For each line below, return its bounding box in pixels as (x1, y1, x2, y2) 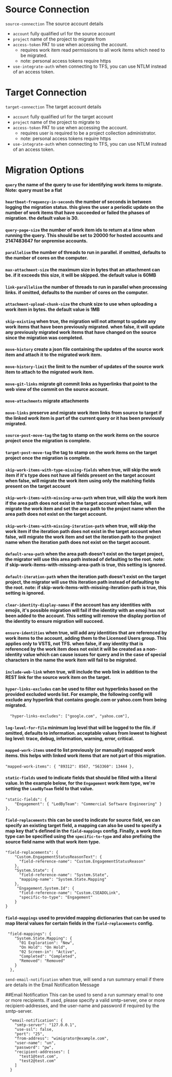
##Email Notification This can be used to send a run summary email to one (5, 992, 163, 998)
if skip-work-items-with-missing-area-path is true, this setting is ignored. (5, 562, 167, 568)
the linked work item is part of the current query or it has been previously (5, 415, 164, 421)
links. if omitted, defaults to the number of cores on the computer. (5, 289, 149, 296)
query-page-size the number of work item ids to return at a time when (5, 227, 156, 233)
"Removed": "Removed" (18, 958, 66, 964)
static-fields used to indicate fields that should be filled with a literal (5, 775, 157, 781)
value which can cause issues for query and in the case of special (23, 652, 167, 658)
